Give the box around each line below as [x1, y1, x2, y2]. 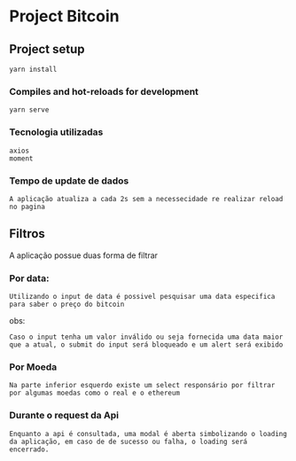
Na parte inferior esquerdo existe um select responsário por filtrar [9, 381, 276, 390]
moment [9, 153, 34, 163]
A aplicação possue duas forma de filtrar [9, 250, 158, 261]
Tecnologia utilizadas [9, 126, 104, 138]
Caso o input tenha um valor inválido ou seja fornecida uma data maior [9, 332, 284, 341]
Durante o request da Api [9, 410, 120, 422]
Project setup [9, 42, 86, 57]
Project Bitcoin [9, 6, 120, 27]
